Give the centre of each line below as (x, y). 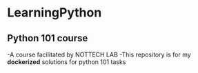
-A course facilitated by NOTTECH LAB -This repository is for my (99, 54)
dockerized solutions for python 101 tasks (67, 62)
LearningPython (55, 13)
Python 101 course (48, 38)
